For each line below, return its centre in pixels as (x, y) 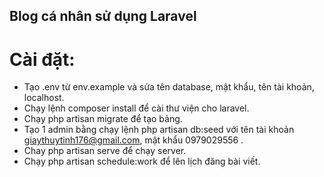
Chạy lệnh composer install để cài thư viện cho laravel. (136, 108)
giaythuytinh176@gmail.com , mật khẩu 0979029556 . (133, 140)
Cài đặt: (42, 59)
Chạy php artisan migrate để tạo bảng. (103, 119)
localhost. (44, 98)
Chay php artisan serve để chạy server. (105, 151)
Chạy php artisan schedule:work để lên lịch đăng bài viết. (142, 161)
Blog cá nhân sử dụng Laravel (103, 16)
